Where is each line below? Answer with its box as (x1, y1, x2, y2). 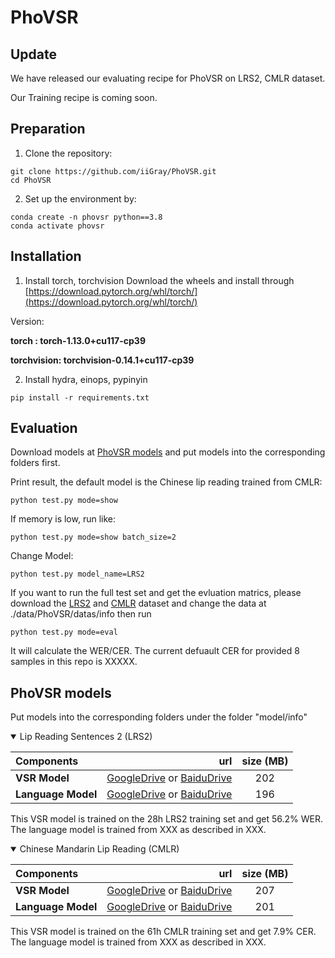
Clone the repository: (24, 147, 113, 159)
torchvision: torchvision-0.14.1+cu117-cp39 (10, 354, 195, 366)
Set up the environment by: (24, 192, 137, 205)
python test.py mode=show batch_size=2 (10, 532, 177, 543)
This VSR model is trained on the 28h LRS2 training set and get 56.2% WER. (10, 813, 324, 825)
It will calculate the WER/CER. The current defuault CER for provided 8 (10, 645, 300, 657)
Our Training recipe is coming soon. (10, 92, 158, 103)
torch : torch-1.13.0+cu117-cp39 (10, 334, 146, 346)
